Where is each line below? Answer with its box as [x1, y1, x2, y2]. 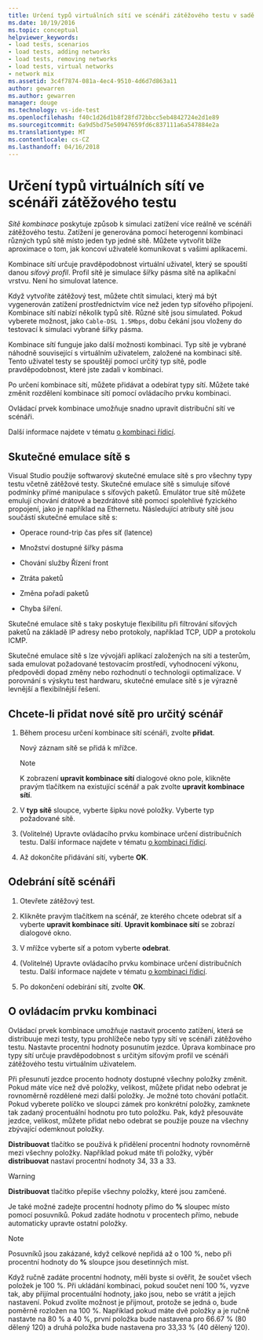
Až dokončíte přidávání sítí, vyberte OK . [19, 853, 149, 862]
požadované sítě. [19, 813, 76, 823]
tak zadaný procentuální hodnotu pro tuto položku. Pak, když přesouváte [8, 1108, 243, 1117]
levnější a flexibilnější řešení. [8, 685, 100, 694]
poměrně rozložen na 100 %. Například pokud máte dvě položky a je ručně [8, 1305, 250, 1315]
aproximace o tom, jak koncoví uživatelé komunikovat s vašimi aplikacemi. [8, 244, 248, 254]
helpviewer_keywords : [8, 33, 79, 42]
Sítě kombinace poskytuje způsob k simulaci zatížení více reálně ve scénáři [8, 219, 252, 228]
